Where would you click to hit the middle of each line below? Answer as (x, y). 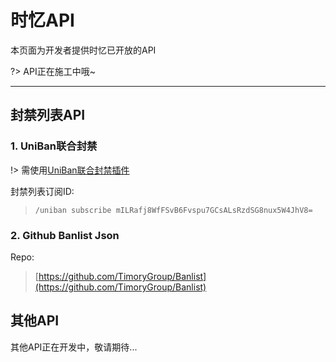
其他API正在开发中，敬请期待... (74, 347)
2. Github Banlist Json (65, 235)
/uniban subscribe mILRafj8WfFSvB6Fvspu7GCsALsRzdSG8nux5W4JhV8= (173, 210)
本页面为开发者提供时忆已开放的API (83, 50)
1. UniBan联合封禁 (54, 146)
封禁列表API (48, 115)
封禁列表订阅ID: (42, 191)
